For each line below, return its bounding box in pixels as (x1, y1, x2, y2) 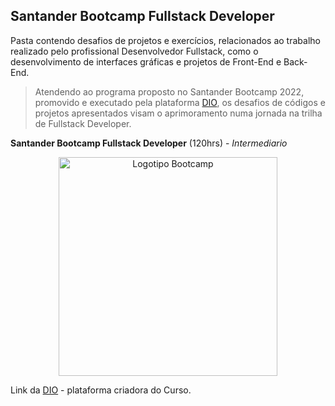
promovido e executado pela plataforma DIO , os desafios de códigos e (34, 96, 326, 108)
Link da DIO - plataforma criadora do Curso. (10, 384, 192, 396)
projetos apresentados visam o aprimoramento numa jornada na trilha (34, 107, 323, 119)
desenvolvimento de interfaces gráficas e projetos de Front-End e (10, 55, 282, 68)
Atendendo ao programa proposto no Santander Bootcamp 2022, (34, 85, 305, 98)
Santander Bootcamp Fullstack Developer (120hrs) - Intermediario (10, 137, 288, 149)
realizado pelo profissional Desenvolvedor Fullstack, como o (10, 45, 259, 57)
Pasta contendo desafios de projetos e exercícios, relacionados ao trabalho (10, 34, 321, 46)
